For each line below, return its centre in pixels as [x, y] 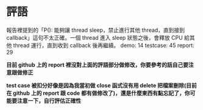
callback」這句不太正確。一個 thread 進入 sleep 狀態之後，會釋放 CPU [94, 37]
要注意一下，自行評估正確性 [46, 100]
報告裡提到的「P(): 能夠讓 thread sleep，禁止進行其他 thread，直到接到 [95, 30]
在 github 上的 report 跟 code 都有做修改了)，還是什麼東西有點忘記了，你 [98, 93]
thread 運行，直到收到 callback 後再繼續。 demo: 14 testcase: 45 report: [104, 45]
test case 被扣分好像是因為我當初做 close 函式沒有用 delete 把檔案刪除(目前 [101, 85]
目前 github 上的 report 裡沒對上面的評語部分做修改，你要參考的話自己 [95, 65]
